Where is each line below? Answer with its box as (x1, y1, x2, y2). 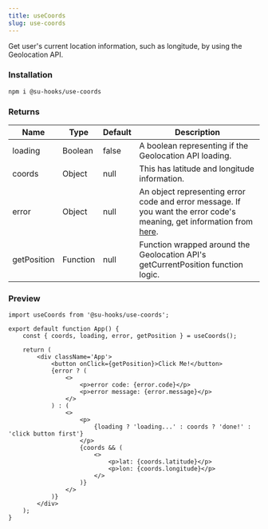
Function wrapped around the (139, 239, 250, 250)
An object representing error (139, 186, 246, 197)
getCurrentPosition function (139, 259, 243, 270)
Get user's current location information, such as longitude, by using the (8, 41, 242, 50)
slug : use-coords (8, 19, 66, 27)
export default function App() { (8, 325, 120, 333)
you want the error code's (139, 206, 237, 217)
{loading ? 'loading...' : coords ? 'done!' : (93, 423, 251, 432)
